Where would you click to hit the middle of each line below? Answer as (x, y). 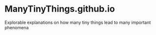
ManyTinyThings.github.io (60, 9)
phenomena (17, 27)
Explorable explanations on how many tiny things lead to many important (78, 22)
